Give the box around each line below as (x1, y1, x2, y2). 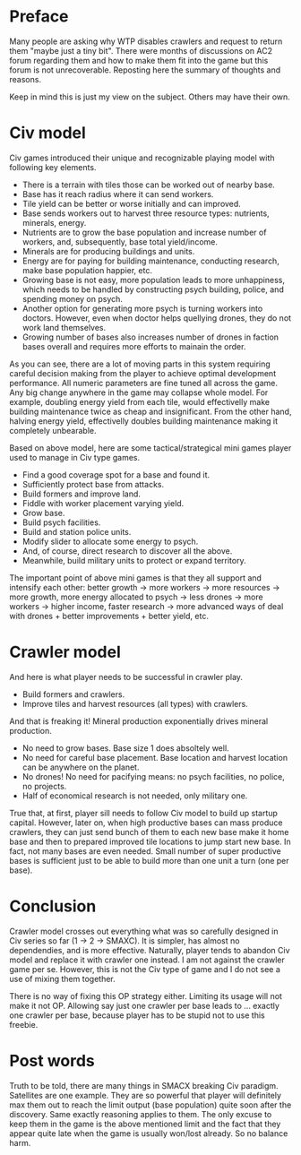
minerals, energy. (21, 217, 87, 228)
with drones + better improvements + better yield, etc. (9, 610, 209, 621)
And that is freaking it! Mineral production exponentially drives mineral (9, 715, 269, 727)
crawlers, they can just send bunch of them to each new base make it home (9, 826, 289, 837)
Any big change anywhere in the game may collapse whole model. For (9, 387, 269, 398)
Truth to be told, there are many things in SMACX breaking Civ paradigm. (9, 1080, 279, 1090)
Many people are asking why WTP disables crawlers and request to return (9, 36, 283, 47)
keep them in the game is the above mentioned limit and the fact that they (9, 1118, 281, 1129)
